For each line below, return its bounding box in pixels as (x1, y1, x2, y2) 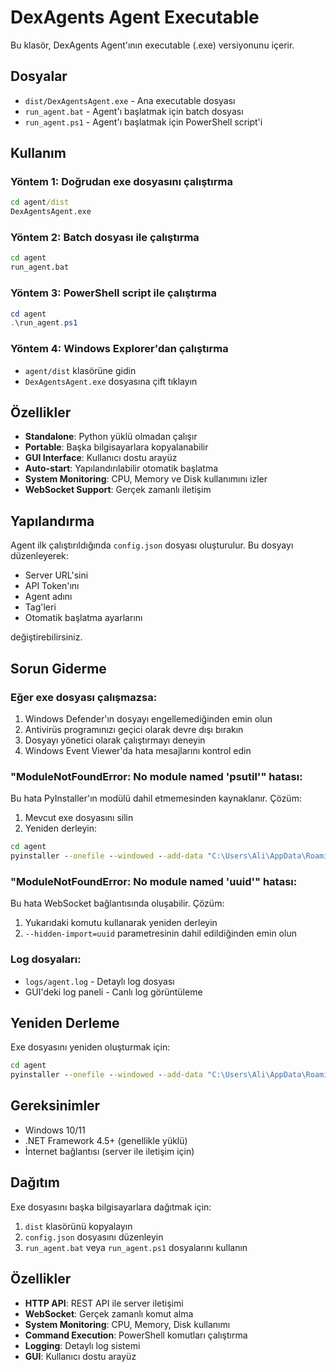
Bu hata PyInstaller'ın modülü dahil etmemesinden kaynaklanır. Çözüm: (10, 792, 302, 805)
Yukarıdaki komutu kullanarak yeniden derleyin (24, 917, 218, 929)
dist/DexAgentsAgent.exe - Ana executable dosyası (24, 94, 236, 106)
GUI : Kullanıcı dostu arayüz (24, 1350, 137, 1362)
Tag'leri (24, 601, 57, 613)
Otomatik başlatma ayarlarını (24, 612, 143, 624)
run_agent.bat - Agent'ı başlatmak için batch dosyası (24, 105, 244, 117)
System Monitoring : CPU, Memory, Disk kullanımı (24, 1318, 231, 1330)
